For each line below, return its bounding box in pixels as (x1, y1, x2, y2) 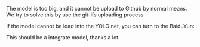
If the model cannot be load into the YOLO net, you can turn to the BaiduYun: (6, 23, 195, 29)
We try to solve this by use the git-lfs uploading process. (6, 11, 145, 18)
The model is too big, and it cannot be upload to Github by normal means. (6, 5, 187, 12)
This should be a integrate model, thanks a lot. (6, 34, 121, 41)
